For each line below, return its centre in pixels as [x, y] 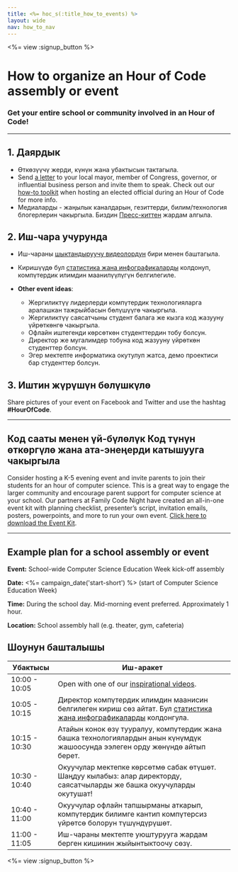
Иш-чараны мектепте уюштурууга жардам [132, 834]
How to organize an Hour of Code [107, 76]
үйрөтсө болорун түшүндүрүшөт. [115, 822]
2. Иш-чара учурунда [58, 237]
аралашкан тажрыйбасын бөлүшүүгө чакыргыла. [103, 310]
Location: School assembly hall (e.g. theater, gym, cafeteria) [96, 625]
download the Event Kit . [42, 523]
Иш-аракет [142, 667]
